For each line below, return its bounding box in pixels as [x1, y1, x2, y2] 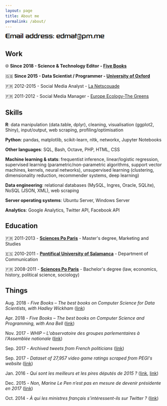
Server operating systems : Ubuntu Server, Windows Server [5, 197, 130, 203]
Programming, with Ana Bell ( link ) [5, 320, 75, 326]
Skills [5, 108, 23, 117]
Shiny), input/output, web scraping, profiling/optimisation [5, 127, 124, 133]
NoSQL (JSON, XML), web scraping [5, 187, 79, 193]
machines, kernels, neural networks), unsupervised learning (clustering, [5, 167, 154, 173]
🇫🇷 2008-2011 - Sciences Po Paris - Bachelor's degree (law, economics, [5, 266, 157, 272]
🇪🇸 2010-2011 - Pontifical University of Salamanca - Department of [5, 250, 148, 257]
